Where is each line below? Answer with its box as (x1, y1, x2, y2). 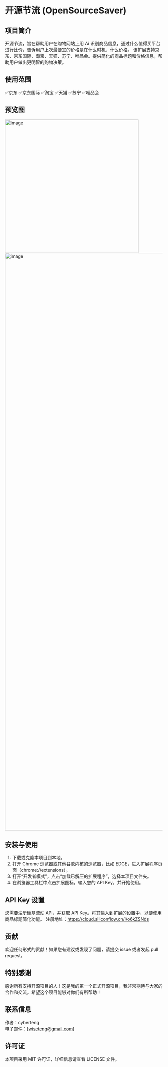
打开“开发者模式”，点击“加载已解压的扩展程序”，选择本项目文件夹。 (12, 873, 152, 879)
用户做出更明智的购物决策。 (9, 59, 66, 65)
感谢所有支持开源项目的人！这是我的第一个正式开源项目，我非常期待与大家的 (5, 983, 163, 989)
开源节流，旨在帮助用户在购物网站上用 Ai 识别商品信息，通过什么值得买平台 (5, 41, 161, 46)
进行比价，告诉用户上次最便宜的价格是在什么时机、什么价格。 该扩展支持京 (5, 47, 160, 53)
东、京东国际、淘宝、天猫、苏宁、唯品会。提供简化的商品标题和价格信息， (5, 53, 158, 59)
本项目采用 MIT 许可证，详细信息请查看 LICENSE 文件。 (5, 1056, 120, 1062)
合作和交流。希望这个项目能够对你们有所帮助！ (5, 989, 101, 995)
